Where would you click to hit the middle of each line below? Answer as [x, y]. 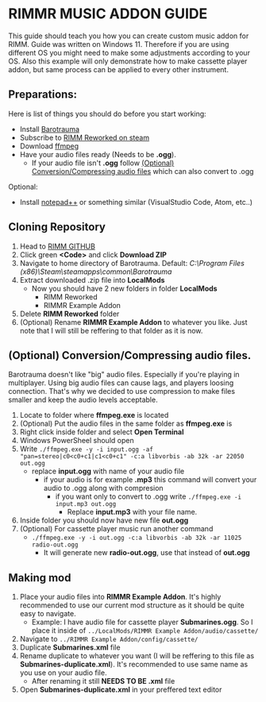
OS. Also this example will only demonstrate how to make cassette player [128, 61]
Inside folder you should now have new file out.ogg [104, 520]
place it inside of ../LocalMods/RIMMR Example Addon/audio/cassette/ [145, 631]
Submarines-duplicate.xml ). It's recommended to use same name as [134, 665]
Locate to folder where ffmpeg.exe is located [94, 415]
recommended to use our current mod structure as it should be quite [132, 605]
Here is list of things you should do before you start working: [107, 114]
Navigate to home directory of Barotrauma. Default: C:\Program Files [132, 263]
